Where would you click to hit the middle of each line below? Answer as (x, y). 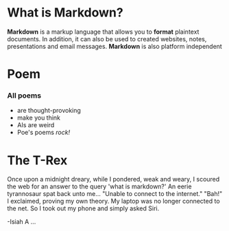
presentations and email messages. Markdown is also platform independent (115, 46)
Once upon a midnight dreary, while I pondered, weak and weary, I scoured (113, 179)
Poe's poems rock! (44, 133)
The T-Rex (37, 160)
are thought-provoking (49, 111)
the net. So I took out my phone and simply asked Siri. (83, 208)
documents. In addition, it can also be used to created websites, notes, (107, 38)
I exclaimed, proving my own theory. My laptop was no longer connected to (114, 201)
